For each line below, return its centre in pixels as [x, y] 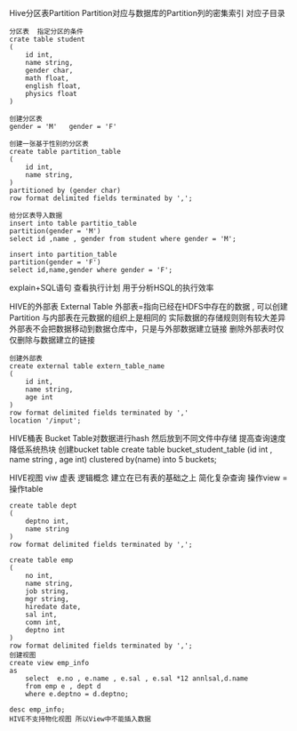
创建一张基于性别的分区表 [49, 144]
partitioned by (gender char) [65, 190]
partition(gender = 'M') [55, 231]
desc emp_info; [37, 710]
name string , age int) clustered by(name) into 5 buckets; [113, 459]
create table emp [41, 560]
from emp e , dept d [63, 687]
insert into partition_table [63, 254]
